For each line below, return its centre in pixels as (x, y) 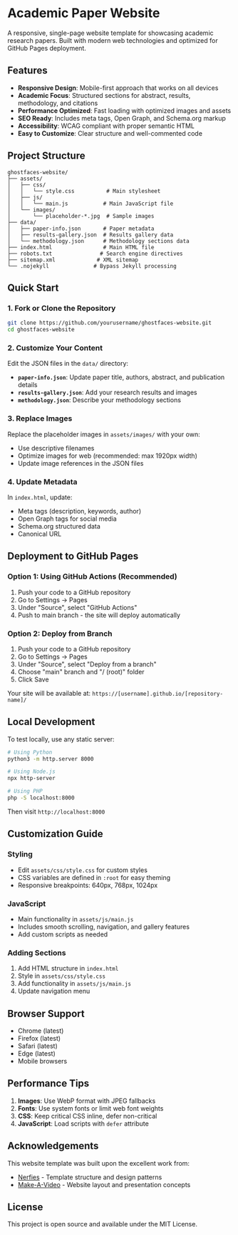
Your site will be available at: (49, 693)
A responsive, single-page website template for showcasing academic (110, 33)
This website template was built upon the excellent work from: (99, 1163)
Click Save (33, 679)
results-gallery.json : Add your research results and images (107, 392)
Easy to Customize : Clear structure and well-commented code (110, 133)
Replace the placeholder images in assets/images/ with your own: (104, 434)
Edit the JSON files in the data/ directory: (68, 364)
